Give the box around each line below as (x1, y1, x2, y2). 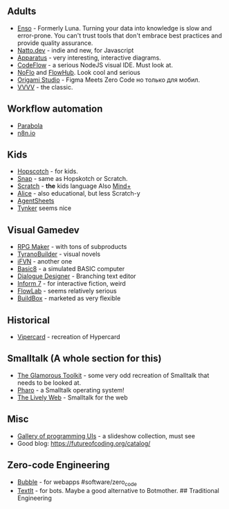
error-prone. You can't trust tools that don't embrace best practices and (17, 31, 223, 40)
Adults (7, 6, 37, 17)
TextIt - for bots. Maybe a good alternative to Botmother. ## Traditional (17, 487, 219, 495)
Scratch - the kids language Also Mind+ (17, 182, 131, 190)
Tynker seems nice (17, 204, 71, 212)
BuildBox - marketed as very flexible (17, 294, 121, 302)
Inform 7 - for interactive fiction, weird (17, 279, 126, 288)
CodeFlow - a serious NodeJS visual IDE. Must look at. (17, 60, 173, 69)
